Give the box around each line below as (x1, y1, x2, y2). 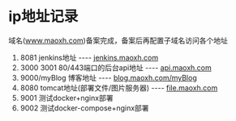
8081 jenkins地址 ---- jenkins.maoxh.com (19, 52, 159, 62)
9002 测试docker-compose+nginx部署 (19, 102, 149, 113)
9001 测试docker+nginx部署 (19, 93, 114, 102)
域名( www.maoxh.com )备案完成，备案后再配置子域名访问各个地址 (8, 35, 229, 45)
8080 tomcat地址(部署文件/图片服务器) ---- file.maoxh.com (19, 82, 218, 93)
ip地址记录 (8, 7, 79, 26)
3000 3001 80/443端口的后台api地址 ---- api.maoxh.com (19, 62, 212, 73)
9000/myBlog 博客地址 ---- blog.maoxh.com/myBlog (19, 73, 197, 82)
